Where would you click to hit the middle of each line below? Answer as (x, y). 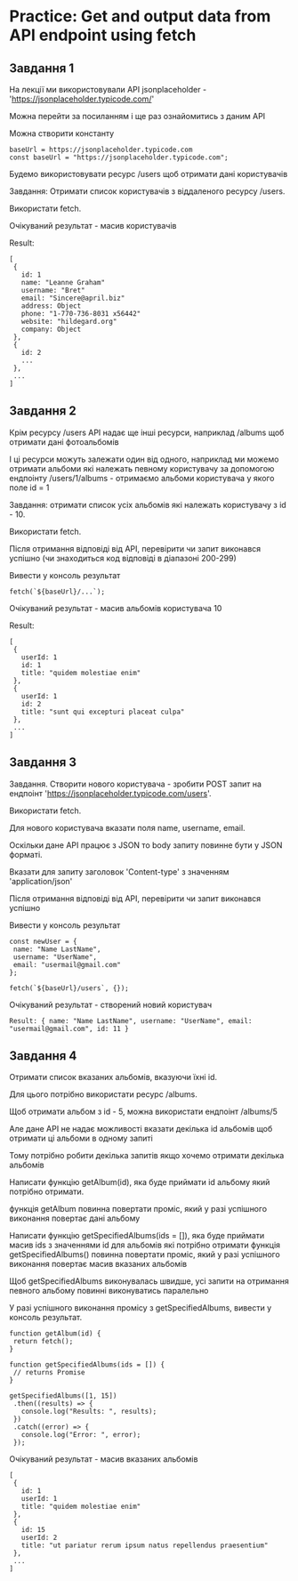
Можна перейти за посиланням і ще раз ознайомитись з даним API (137, 116)
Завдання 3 (43, 762)
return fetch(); (43, 1342)
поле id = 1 (29, 488)
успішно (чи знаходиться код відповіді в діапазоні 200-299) (123, 558)
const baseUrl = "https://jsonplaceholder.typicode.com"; (119, 157)
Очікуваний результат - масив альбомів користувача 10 (116, 608)
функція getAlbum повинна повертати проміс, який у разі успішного (138, 1209)
